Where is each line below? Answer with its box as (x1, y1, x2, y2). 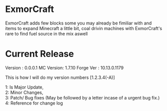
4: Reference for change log (5, 100, 63, 106)
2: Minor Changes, (5, 89, 43, 95)
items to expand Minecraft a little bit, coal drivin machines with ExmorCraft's (5, 25, 162, 31)
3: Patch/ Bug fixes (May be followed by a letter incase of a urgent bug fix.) (5, 94, 160, 100)
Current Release (5, 48, 74, 59)
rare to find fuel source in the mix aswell (5, 30, 88, 36)
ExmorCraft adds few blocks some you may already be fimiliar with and (5, 20, 152, 26)
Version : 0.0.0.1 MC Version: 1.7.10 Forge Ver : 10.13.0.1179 (5, 64, 124, 70)
